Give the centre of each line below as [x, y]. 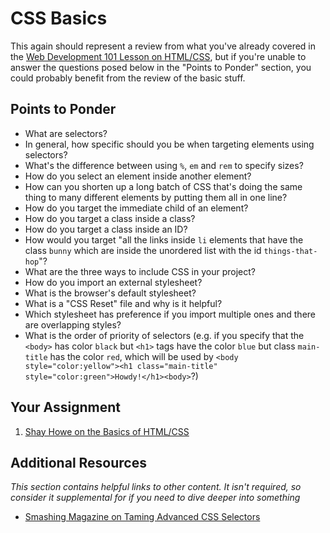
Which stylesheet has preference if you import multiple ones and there [170, 314]
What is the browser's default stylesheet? [110, 293]
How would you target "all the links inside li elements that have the [164, 239]
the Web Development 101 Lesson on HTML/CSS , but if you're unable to [158, 56]
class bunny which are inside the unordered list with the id [143, 250]
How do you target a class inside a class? [110, 218]
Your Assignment [65, 407]
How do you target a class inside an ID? [106, 229]
